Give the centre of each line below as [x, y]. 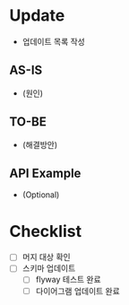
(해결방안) [40, 144]
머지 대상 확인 [46, 257]
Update [37, 16]
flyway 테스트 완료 [68, 280]
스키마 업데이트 [49, 268]
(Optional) [41, 195]
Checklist [46, 231]
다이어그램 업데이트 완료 [78, 291]
